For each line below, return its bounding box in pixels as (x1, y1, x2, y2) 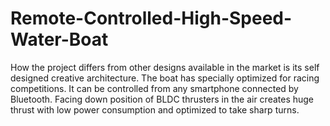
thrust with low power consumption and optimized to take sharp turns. (10, 103, 300, 116)
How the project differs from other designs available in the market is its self (10, 61, 320, 73)
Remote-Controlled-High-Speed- (10, 7, 293, 30)
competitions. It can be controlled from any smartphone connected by (10, 82, 299, 94)
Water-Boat (10, 28, 109, 51)
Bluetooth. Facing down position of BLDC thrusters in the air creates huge (10, 93, 315, 105)
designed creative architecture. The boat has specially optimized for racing (10, 72, 320, 84)
